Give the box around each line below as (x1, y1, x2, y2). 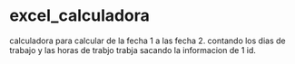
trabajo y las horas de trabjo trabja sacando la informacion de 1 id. (9, 44, 257, 55)
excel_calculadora (9, 5, 150, 26)
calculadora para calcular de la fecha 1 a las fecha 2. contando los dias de (9, 35, 286, 46)
